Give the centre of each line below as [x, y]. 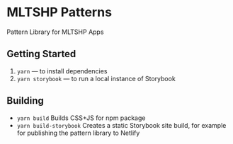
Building [25, 101]
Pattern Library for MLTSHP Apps [55, 32]
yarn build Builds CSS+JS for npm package [81, 118]
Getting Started [41, 54]
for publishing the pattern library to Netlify [78, 133]
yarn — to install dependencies [62, 71]
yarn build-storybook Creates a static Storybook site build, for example [121, 125]
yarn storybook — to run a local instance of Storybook [96, 78]
